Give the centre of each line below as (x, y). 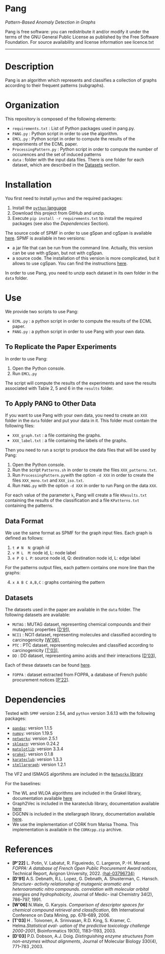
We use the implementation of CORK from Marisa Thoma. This (75, 824)
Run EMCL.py (25, 373)
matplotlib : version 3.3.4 (38, 749)
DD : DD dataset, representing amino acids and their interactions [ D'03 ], (84, 655)
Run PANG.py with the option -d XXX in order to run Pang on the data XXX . (85, 486)
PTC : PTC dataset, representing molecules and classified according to (83, 645)
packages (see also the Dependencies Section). (61, 223)
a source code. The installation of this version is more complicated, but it (86, 258)
